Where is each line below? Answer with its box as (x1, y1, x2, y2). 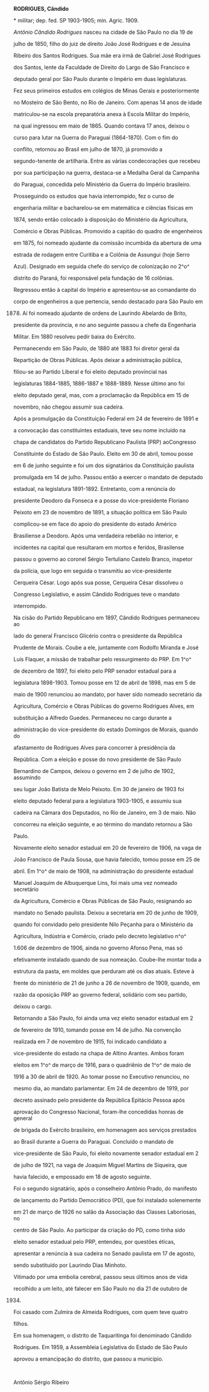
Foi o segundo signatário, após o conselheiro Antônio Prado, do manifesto (13, 1185, 198, 1192)
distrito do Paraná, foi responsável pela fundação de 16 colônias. (13, 274, 174, 282)
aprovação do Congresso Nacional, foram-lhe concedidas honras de (13, 1109, 184, 1115)
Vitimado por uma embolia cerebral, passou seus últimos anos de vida (13, 1274, 188, 1280)
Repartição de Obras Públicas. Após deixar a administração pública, (13, 357, 182, 363)
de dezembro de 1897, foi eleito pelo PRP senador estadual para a (13, 667, 176, 675)
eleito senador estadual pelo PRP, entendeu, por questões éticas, (13, 1238, 176, 1245)
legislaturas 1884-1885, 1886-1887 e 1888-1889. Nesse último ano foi (13, 380, 185, 387)
